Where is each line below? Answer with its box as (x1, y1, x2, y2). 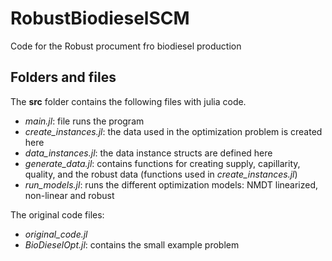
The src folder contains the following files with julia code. (10, 95, 247, 107)
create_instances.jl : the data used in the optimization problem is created (24, 125, 323, 137)
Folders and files (10, 69, 117, 86)
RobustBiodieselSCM (10, 7, 190, 30)
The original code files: (10, 208, 105, 221)
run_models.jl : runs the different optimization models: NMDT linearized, (24, 178, 319, 191)
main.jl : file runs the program (24, 115, 145, 127)
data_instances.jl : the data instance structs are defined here (24, 147, 273, 159)
